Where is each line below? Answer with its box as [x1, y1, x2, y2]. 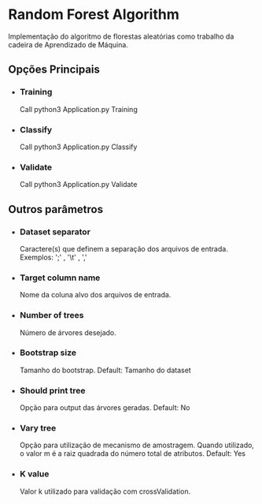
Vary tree [19, 423, 57, 434]
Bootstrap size [19, 347, 77, 358]
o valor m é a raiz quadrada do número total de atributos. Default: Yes [19, 449, 246, 458]
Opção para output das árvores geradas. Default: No [19, 403, 190, 413]
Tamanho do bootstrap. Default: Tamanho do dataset [19, 365, 191, 375]
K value [19, 469, 50, 480]
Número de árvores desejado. [19, 327, 116, 337]
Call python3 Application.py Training [19, 104, 138, 114]
